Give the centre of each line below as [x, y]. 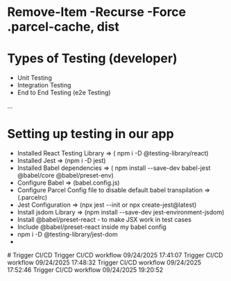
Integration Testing [44, 85]
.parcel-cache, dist [63, 27]
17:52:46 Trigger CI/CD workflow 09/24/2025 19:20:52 [85, 270]
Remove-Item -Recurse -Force [97, 12]
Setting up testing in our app [91, 134]
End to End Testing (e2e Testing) [64, 93]
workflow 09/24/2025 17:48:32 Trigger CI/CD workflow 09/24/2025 [104, 263]
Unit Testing [34, 78]
